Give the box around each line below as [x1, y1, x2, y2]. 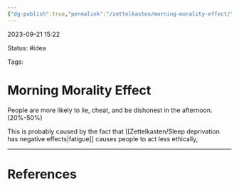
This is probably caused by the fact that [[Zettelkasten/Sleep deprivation [7, 127, 221, 136]
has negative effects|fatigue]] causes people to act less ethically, [7, 134, 198, 143]
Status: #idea [7, 43, 46, 52]
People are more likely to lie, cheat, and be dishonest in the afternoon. [7, 106, 213, 114]
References [7, 166, 77, 182]
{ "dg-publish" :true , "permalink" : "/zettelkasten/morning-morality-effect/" [7, 10, 234, 18]
